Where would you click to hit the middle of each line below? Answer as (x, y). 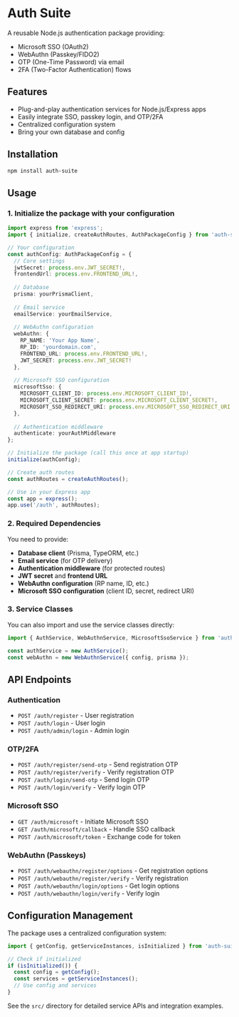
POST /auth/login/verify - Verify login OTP (81, 787)
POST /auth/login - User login (61, 723)
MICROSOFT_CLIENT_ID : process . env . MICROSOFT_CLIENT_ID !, (106, 394)
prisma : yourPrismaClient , (54, 294)
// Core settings (39, 261)
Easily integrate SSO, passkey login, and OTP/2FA (90, 116)
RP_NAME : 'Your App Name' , (60, 340)
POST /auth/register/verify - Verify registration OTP (96, 772)
